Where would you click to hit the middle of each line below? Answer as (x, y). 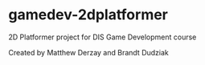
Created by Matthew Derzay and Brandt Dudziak (88, 52)
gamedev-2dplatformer (88, 15)
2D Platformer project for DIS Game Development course (102, 37)
